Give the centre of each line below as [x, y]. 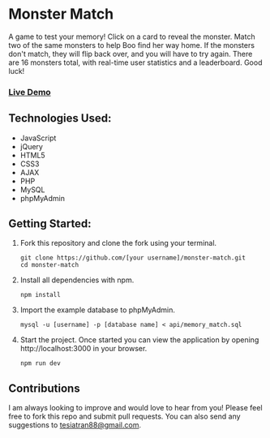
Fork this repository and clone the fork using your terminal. [118, 243]
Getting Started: [50, 224]
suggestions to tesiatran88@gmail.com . [75, 425]
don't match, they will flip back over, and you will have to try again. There [131, 54]
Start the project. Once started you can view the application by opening [139, 340]
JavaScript [38, 138]
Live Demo [30, 92]
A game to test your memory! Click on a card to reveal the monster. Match [132, 36]
